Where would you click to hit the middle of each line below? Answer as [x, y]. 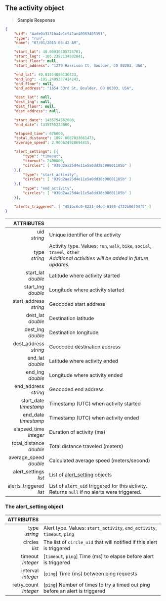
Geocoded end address [76, 389]
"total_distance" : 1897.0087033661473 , [55, 138]
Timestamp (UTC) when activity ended [94, 417]
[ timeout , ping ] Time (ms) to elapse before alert [99, 556]
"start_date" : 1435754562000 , [45, 120]
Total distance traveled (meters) [86, 446]
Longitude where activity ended [86, 375]
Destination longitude [74, 332]
